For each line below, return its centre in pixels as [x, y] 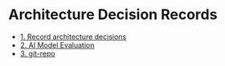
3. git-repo [37, 53]
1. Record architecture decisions [73, 37]
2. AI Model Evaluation [57, 45]
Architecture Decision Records [113, 15]
